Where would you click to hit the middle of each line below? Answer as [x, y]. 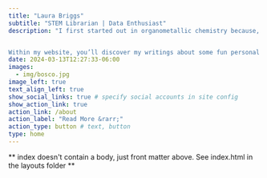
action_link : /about [43, 112]
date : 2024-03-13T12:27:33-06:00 [64, 60]
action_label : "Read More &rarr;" [66, 119]
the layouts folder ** [42, 165]
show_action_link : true [48, 104]
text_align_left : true [46, 89]
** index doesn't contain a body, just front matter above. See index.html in [131, 156]
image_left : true [37, 82]
